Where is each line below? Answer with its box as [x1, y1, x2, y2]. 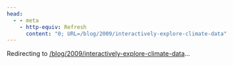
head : [6, 10, 23, 18]
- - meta [13, 17, 39, 24]
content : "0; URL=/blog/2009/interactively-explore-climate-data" [25, 30, 227, 37]
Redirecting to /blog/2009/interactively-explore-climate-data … [6, 49, 190, 58]
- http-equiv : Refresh [19, 23, 87, 30]
